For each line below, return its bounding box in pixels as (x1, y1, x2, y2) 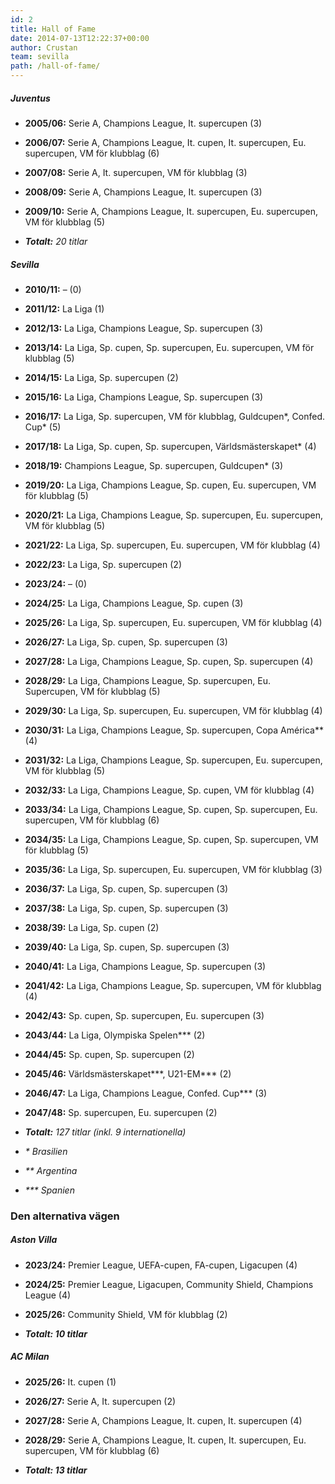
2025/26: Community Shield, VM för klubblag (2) (24, 1308, 228, 1320)
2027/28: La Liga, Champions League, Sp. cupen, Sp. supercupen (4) (24, 655, 314, 667)
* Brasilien (24, 1145, 68, 1157)
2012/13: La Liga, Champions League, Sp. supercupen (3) (24, 322, 264, 334)
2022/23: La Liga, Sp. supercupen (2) (24, 558, 182, 570)
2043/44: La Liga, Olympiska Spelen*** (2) (24, 1029, 206, 1041)
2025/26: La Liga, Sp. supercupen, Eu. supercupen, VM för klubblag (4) (24, 616, 323, 628)
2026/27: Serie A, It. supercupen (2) (24, 1395, 177, 1407)
